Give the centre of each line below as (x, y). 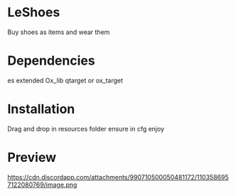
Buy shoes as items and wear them (59, 32)
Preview (32, 158)
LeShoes (34, 12)
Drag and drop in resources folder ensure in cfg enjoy (86, 129)
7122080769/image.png (42, 185)
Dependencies (51, 61)
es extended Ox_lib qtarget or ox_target (65, 80)
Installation (41, 109)
